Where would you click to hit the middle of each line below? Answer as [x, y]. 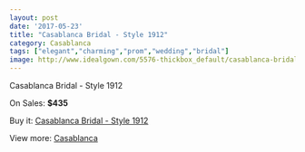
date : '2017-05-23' [46, 26]
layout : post [34, 18]
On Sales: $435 [39, 103]
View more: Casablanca [54, 138]
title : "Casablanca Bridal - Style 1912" [89, 34]
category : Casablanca [50, 43]
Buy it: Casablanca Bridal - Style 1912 [79, 120]
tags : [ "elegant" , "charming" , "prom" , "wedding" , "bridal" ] [119, 52]
